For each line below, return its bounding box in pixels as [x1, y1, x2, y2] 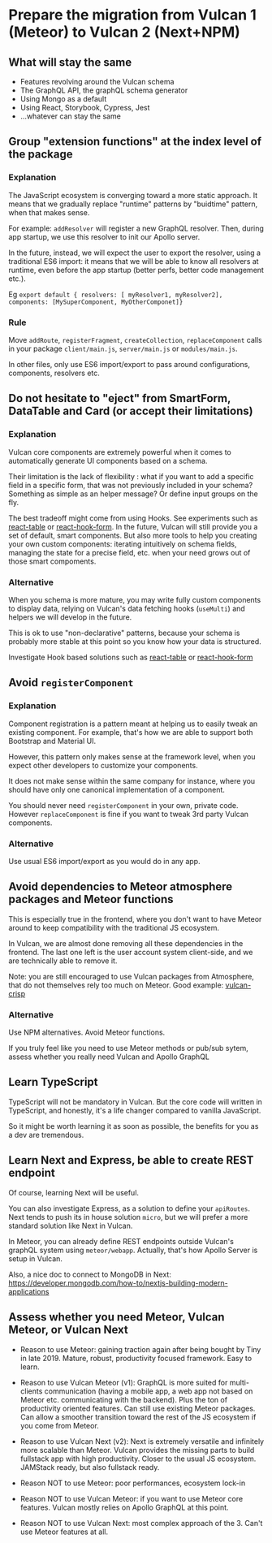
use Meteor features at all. [19, 1527, 108, 1537]
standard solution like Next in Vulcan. [8, 1221, 133, 1230]
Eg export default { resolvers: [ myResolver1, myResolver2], [8, 289, 223, 299]
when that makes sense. [8, 207, 90, 217]
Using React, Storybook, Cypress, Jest [19, 103, 150, 112]
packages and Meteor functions [8, 893, 174, 906]
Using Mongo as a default [19, 94, 107, 103]
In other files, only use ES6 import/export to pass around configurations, [8, 359, 250, 369]
